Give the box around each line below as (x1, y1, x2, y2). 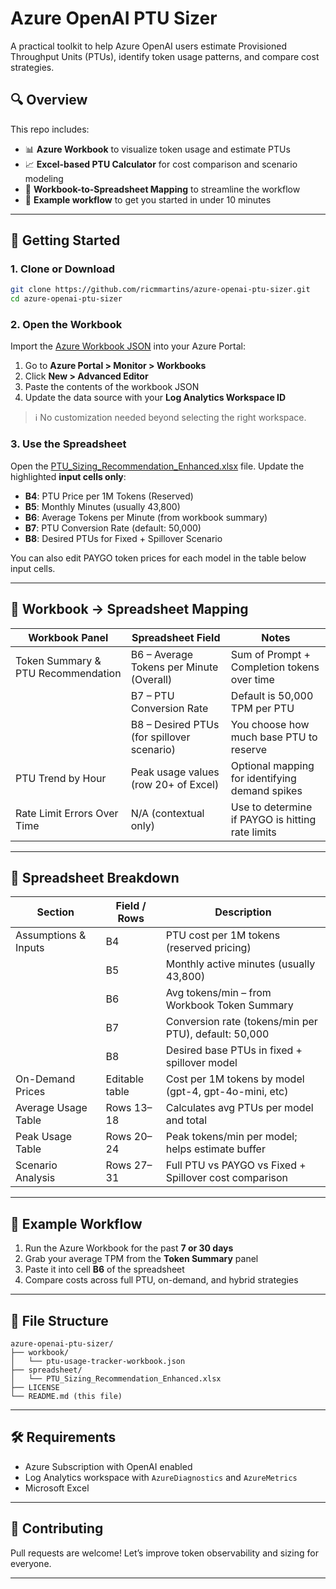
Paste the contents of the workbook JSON (24, 381, 200, 393)
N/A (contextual (130, 806, 205, 820)
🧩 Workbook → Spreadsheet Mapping (10, 601, 249, 618)
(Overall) (130, 672, 173, 686)
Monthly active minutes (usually (165, 957, 316, 971)
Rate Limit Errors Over (15, 806, 119, 820)
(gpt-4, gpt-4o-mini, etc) (165, 1085, 289, 1099)
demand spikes (230, 783, 303, 797)
